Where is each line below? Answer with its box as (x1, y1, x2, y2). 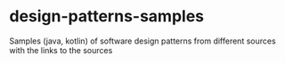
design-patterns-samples (9, 6, 205, 27)
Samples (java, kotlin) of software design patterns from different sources (9, 35, 276, 46)
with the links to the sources (9, 44, 113, 55)
